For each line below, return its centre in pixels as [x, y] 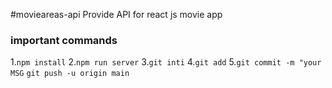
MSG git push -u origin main [70, 74]
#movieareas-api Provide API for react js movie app [116, 14]
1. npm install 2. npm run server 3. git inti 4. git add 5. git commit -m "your [166, 62]
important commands [64, 40]
